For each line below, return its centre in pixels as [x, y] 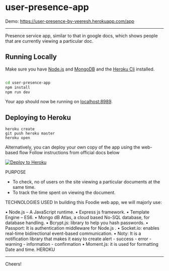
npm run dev [18, 92]
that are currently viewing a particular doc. [49, 41]
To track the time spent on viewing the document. [64, 192]
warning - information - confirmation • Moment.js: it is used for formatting [82, 244]
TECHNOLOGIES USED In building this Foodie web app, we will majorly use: [83, 202]
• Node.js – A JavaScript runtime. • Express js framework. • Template [77, 212]
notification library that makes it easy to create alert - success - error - [78, 239]
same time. [24, 187]
